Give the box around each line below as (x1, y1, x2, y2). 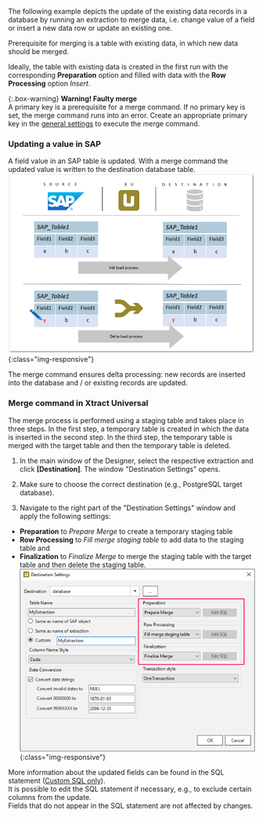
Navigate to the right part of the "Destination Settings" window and (19, 502, 236, 513)
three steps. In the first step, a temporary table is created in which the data (8, 424, 249, 433)
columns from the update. (8, 792, 92, 802)
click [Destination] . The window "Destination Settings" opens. (19, 464, 221, 473)
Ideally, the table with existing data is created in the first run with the (8, 62, 229, 71)
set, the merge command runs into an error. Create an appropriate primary (8, 111, 248, 120)
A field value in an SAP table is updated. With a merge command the (8, 156, 229, 166)
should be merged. (8, 47, 69, 56)
